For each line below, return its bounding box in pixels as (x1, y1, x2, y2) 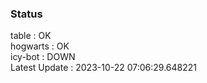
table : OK (10, 30, 52, 42)
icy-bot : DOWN (10, 51, 76, 63)
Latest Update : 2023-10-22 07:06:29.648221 (10, 62, 198, 74)
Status (10, 7, 43, 21)
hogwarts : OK (10, 40, 70, 52)
